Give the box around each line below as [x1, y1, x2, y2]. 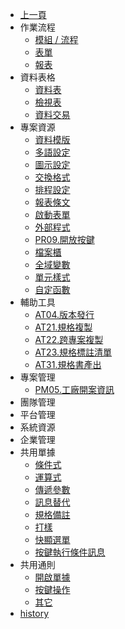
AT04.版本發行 [34, 309, 95, 320]
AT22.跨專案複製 [34, 334, 104, 345]
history [19, 608, 50, 619]
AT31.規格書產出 [34, 359, 102, 370]
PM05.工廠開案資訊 [34, 384, 115, 395]
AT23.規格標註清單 [34, 346, 113, 358]
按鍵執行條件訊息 [34, 546, 106, 558]
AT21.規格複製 [34, 321, 93, 333]
